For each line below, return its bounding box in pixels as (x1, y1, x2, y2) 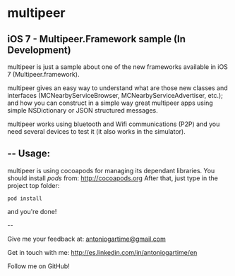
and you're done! (7, 207, 57, 215)
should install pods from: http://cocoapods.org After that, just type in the (7, 174, 219, 182)
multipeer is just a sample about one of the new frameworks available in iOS (7, 63, 228, 71)
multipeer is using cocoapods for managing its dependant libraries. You (7, 166, 215, 175)
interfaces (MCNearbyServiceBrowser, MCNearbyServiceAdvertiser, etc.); (7, 92, 224, 99)
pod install (7, 195, 42, 202)
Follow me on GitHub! (7, 262, 71, 270)
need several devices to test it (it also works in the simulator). (7, 127, 186, 135)
